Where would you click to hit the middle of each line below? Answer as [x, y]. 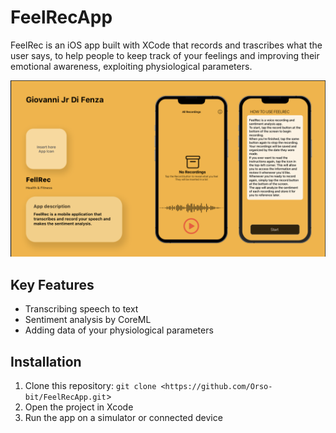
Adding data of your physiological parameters [119, 330]
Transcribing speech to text [81, 309]
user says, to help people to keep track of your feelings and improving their [165, 55]
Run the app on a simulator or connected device [123, 418]
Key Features [52, 284]
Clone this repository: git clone [90, 386]
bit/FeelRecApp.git [65, 397]
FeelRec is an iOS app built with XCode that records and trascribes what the [166, 45]
